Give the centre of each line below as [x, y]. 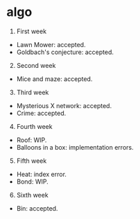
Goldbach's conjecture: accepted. [65, 52]
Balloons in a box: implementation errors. [75, 147]
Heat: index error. [42, 174]
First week [31, 31]
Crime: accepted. [41, 113]
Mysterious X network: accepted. [64, 105]
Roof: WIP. [32, 140]
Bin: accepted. [37, 208]
